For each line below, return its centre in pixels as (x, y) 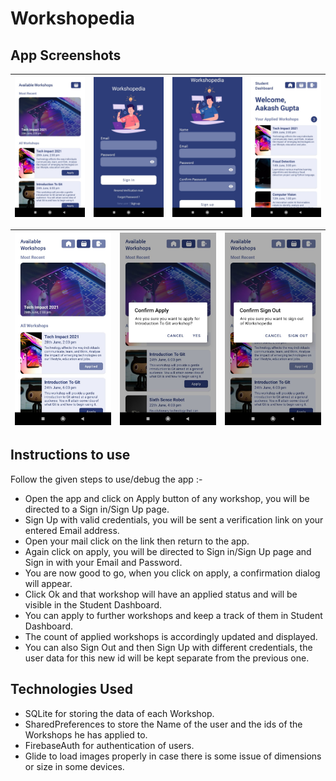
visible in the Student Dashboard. (93, 604)
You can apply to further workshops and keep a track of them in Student (173, 615)
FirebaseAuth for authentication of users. (109, 745)
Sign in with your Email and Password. (103, 562)
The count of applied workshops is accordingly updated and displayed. (171, 636)
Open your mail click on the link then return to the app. (137, 541)
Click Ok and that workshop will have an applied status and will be (161, 594)
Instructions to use (70, 455)
